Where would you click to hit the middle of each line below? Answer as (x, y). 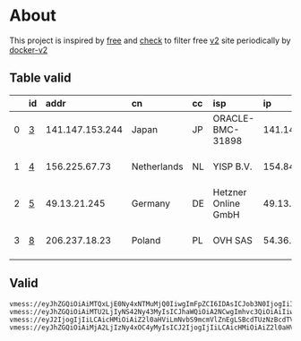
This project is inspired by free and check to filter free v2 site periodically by (150, 40)
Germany (150, 203)
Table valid (40, 78)
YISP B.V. (232, 166)
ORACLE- (234, 118)
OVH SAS (233, 240)
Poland (146, 240)
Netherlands (157, 166)
